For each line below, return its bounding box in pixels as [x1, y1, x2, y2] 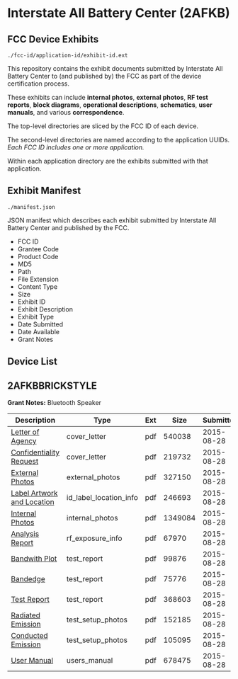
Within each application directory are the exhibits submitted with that [7, 157, 209, 165]
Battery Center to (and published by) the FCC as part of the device [7, 72, 202, 80]
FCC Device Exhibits [7, 33, 99, 45]
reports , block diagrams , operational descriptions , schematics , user [7, 101, 212, 109]
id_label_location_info [66, 493, 138, 503]
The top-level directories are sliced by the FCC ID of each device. [7, 122, 199, 130]
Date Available [17, 327, 60, 336]
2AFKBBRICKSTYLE [7, 380, 98, 392]
